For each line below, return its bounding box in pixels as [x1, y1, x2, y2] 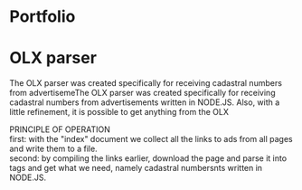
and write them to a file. [9, 143, 98, 155]
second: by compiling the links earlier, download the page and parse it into [9, 153, 288, 164]
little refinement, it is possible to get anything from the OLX [9, 107, 229, 118]
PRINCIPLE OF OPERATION [9, 124, 110, 135]
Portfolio [9, 6, 76, 27]
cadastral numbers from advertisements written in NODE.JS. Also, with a [9, 97, 280, 108]
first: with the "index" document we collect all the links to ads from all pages [9, 134, 293, 145]
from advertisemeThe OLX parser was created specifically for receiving [9, 88, 276, 99]
